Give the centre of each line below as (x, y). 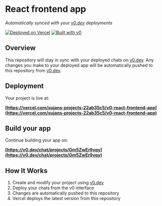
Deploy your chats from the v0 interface (53, 188)
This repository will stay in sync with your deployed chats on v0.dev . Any (80, 60)
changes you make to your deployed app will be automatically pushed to (79, 65)
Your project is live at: (27, 98)
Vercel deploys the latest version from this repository (66, 199)
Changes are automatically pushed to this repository (66, 193)
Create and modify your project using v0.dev (58, 183)
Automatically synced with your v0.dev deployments (59, 23)
